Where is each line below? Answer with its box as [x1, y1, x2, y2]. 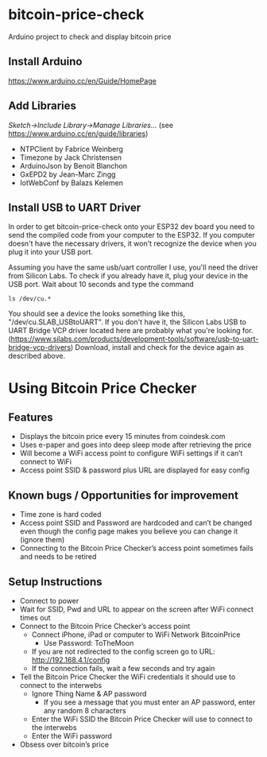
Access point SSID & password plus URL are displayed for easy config [19, 465, 250, 475]
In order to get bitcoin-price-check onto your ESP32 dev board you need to [8, 222, 255, 231]
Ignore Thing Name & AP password [31, 689, 147, 698]
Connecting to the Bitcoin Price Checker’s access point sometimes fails [19, 543, 253, 553]
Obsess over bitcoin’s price [19, 740, 110, 749]
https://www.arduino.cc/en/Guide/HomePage [8, 76, 157, 85]
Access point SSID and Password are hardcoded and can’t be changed [19, 518, 253, 528]
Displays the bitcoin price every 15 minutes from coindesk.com [19, 432, 226, 441]
